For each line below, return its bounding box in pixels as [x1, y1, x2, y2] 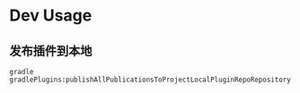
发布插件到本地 [9, 43, 93, 58]
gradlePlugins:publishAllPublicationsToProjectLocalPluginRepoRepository [9, 75, 292, 84]
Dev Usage [9, 5, 93, 26]
